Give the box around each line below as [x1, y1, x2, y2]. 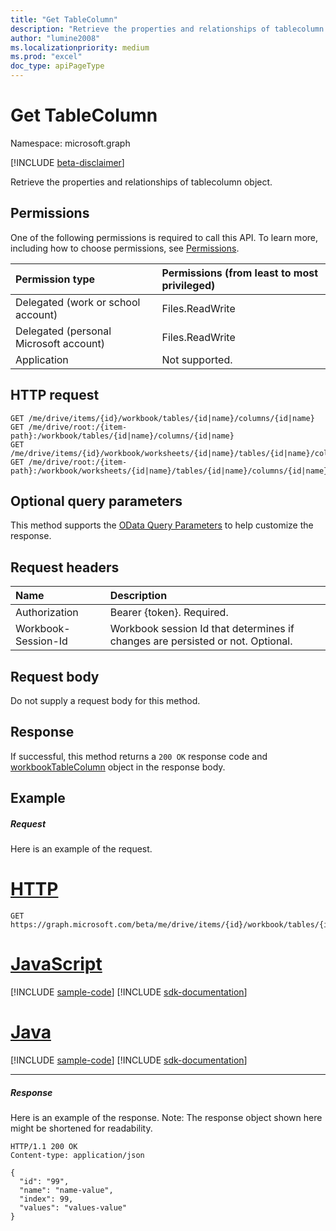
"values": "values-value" [19, 1202, 128, 1213]
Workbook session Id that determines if [109, 622, 295, 636]
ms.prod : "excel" [10, 52, 83, 62]
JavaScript [10, 953, 103, 976]
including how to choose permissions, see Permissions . [10, 242, 240, 254]
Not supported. [161, 352, 233, 366]
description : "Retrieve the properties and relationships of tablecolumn [10, 24, 325, 34]
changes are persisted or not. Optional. [109, 634, 293, 648]
